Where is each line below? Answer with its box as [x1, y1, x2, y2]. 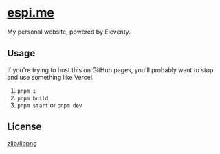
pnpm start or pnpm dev [16, 101, 82, 109]
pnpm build [16, 95, 49, 102]
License [7, 121, 42, 133]
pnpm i [16, 87, 36, 94]
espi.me [7, 5, 55, 21]
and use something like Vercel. [7, 73, 94, 81]
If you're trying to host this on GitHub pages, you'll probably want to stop [7, 65, 214, 74]
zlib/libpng [7, 139, 37, 147]
